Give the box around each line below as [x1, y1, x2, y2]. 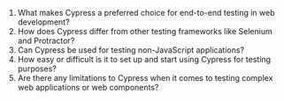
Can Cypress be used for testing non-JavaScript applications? [17, 45, 245, 55]
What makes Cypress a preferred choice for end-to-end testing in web [17, 8, 276, 18]
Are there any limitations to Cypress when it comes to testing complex [17, 73, 273, 83]
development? [17, 17, 70, 27]
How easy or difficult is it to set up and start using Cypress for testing [17, 54, 272, 64]
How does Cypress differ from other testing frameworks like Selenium [17, 26, 272, 36]
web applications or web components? [17, 83, 159, 92]
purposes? [17, 63, 58, 74]
